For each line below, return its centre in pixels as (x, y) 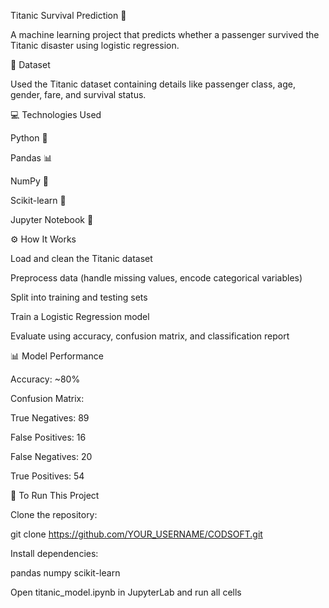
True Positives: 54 (47, 476)
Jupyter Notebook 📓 (52, 219)
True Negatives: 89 (50, 418)
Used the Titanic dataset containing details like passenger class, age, (153, 84)
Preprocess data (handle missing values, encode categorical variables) (156, 278)
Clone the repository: (54, 514)
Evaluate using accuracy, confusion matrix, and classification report (150, 336)
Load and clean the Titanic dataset (81, 258)
